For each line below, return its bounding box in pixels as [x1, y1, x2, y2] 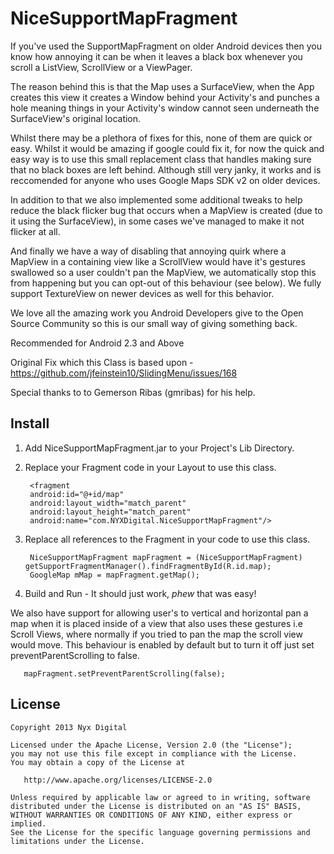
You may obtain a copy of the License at [10, 757, 186, 767]
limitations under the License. [10, 836, 145, 846]
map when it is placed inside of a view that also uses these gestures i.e [10, 617, 303, 629]
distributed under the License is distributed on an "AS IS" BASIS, [10, 801, 302, 811]
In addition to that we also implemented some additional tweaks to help [10, 193, 303, 206]
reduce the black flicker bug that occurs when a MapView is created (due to [10, 204, 323, 216]
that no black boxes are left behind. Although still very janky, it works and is [10, 163, 322, 176]
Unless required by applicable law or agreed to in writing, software [10, 792, 311, 802]
